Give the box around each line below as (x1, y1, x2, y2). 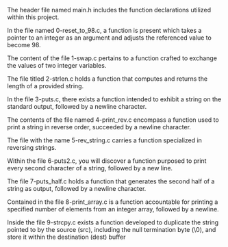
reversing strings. (7, 144, 57, 151)
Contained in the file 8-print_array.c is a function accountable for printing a (7, 198, 218, 206)
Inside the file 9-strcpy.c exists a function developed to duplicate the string (7, 218, 219, 226)
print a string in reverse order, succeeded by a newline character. (7, 123, 192, 131)
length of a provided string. (7, 82, 84, 90)
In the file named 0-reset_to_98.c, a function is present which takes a (7, 27, 202, 34)
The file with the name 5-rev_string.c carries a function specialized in (7, 136, 202, 144)
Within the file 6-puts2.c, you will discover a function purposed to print (7, 157, 207, 165)
